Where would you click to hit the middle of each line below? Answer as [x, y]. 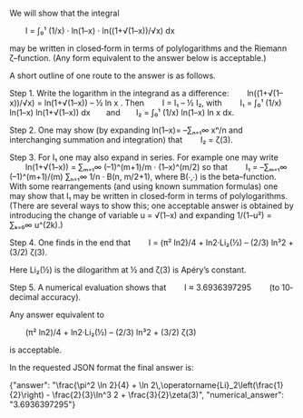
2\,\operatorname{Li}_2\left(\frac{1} [217, 385]
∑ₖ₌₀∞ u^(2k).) [36, 225]
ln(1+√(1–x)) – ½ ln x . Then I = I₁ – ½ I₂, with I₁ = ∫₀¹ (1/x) [163, 103]
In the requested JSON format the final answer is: [102, 368]
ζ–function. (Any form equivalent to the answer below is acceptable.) [138, 58]
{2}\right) [27, 395]
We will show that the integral [64, 13]
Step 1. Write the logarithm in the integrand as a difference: [119, 93]
